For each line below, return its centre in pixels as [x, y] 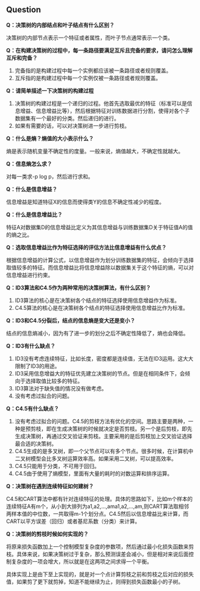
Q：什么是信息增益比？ [34, 214]
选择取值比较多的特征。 [54, 381]
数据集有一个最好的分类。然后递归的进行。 [67, 118]
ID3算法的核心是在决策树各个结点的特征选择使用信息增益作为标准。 [97, 300]
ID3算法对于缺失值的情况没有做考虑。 [61, 388]
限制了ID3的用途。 [37, 366]
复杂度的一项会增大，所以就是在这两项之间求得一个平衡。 [82, 561]
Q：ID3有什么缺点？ [31, 346]
